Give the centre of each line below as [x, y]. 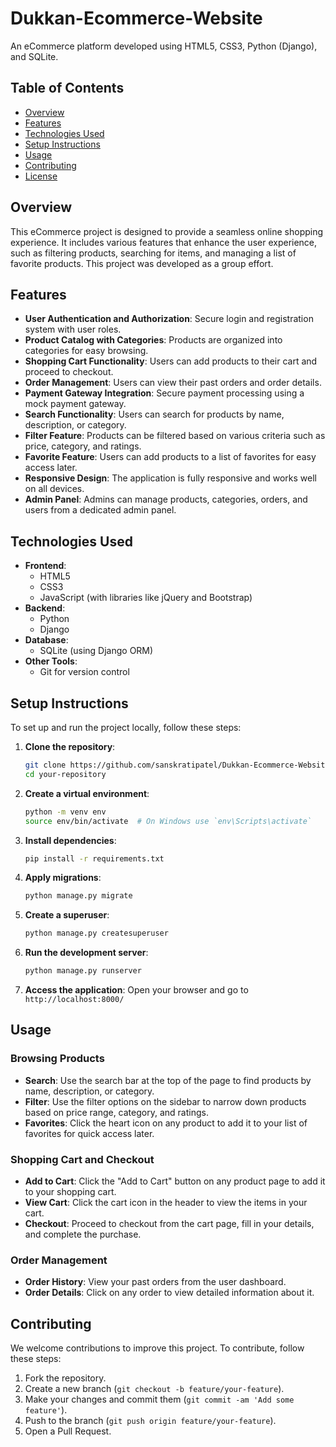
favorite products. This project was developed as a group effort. [142, 263]
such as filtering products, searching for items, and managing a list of [153, 253]
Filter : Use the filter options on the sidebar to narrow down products [165, 1101]
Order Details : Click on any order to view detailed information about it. [169, 1293]
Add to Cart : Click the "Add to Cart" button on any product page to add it [175, 1181]
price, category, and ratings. [83, 446]
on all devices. [54, 489]
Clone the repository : [70, 746]
